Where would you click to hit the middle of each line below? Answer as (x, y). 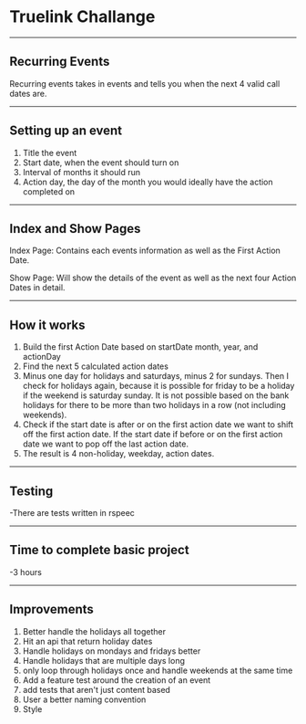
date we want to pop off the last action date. (106, 444)
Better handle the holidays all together (94, 631)
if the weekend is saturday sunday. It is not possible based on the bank (156, 395)
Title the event (50, 152)
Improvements (51, 609)
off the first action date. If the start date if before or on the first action (153, 435)
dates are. (28, 93)
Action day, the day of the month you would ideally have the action (148, 182)
